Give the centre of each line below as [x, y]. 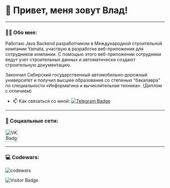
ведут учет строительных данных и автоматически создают [70, 60]
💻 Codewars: [22, 158]
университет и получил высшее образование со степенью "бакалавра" [83, 80]
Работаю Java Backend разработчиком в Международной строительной [84, 44]
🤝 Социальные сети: [32, 121]
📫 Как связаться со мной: [41, 101]
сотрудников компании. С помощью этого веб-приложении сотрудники [83, 54]
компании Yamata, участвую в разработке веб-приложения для [74, 49]
